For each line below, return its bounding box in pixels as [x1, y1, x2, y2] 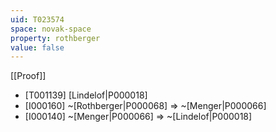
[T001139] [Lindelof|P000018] [24, 89, 148, 101]
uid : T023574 [10, 14, 65, 25]
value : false [10, 42, 65, 53]
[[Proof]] [10, 70, 47, 82]
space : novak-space [10, 24, 92, 34]
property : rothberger [10, 33, 101, 43]
